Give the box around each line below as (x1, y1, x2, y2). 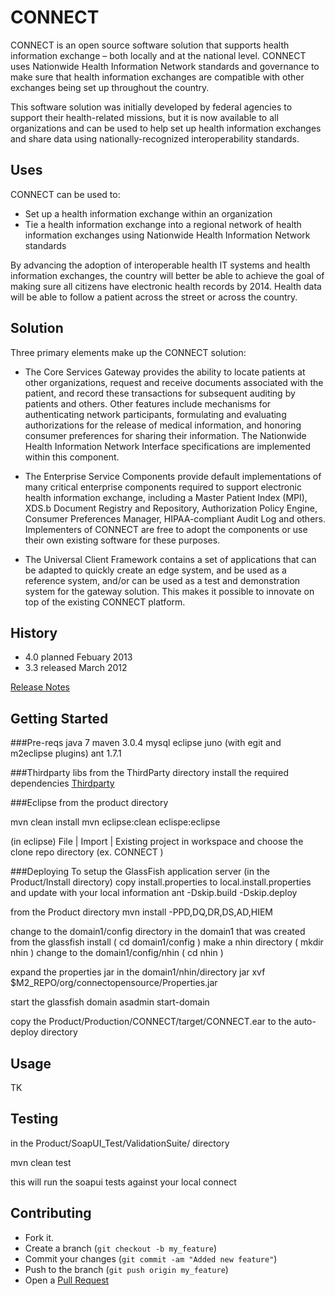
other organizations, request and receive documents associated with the (24, 376, 324, 388)
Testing (10, 1111, 59, 1128)
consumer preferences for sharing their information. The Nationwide (24, 429, 307, 441)
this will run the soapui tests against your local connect (10, 1176, 237, 1188)
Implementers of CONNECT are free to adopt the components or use (24, 523, 308, 535)
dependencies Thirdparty (10, 777, 115, 790)
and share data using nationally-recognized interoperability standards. (10, 132, 300, 145)
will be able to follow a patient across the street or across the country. (10, 291, 298, 303)
